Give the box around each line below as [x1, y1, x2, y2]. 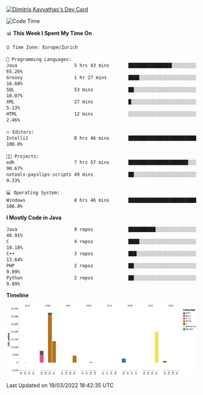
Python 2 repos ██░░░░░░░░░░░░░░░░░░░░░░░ [6, 275, 197, 281]
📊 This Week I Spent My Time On [6, 30, 92, 36]
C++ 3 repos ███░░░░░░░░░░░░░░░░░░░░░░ [6, 251, 197, 257]
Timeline [6, 291, 29, 299]
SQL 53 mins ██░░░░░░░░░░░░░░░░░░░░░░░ [6, 87, 197, 93]
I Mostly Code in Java [6, 214, 62, 221]
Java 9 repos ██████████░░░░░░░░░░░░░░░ [6, 227, 197, 233]
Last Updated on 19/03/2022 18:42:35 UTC [6, 382, 114, 389]
